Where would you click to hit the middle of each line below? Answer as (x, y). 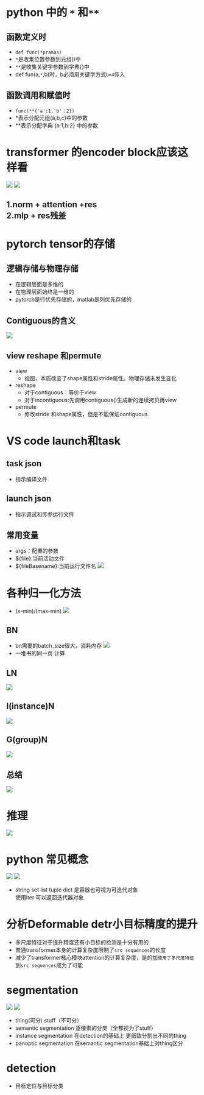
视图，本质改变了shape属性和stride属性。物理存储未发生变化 (100, 378)
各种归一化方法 (44, 593)
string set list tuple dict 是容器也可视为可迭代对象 (76, 890)
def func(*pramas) (38, 52)
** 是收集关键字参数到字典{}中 (52, 67)
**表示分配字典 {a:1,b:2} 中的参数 (57, 125)
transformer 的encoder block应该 (92, 152)
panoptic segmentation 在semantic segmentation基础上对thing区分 (99, 1043)
